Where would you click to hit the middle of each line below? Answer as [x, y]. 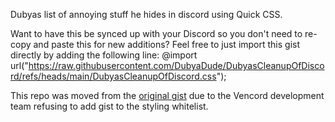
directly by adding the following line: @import [104, 55]
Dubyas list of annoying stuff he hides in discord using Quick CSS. [146, 14]
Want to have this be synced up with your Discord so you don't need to [156, 33]
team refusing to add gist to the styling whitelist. [109, 106]
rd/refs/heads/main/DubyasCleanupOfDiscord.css [113, 76]
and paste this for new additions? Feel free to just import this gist [167, 44]
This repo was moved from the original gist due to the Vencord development [167, 95]
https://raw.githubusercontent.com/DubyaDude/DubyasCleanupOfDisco [176, 65]
